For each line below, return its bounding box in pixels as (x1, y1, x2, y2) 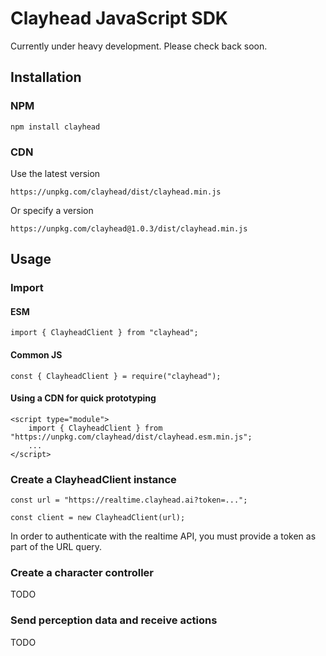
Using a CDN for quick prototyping (10, 392, 157, 404)
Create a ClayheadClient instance (10, 472, 177, 486)
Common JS (10, 349, 63, 361)
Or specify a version (10, 204, 94, 216)
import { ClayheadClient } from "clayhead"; (10, 328, 199, 338)
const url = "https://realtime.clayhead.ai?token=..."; (10, 495, 248, 506)
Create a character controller (10, 566, 154, 580)
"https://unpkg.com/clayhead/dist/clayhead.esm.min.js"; (10, 432, 253, 442)
